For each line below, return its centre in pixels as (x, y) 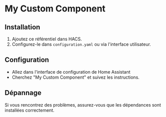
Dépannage (23, 93)
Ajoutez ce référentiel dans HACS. (47, 39)
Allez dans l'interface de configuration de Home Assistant (71, 72)
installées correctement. (29, 110)
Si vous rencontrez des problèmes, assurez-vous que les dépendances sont (83, 105)
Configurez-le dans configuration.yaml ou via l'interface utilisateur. (82, 44)
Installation (22, 27)
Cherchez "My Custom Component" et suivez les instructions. (76, 77)
